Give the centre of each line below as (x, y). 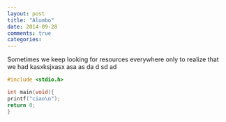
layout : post (26, 14)
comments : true (29, 33)
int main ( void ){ (31, 92)
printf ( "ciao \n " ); (34, 98)
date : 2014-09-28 (32, 26)
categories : (24, 40)
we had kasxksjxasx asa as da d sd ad (62, 67)
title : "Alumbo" (31, 20)
